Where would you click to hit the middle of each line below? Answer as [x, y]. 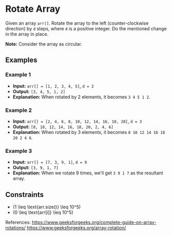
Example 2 [19, 110]
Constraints [25, 195]
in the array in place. [27, 34]
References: [18, 222]
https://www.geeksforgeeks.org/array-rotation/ [76, 228]
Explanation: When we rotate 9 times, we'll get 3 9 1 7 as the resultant [88, 173]
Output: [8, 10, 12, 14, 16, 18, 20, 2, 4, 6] [63, 127]
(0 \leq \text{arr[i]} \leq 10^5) [43, 212]
